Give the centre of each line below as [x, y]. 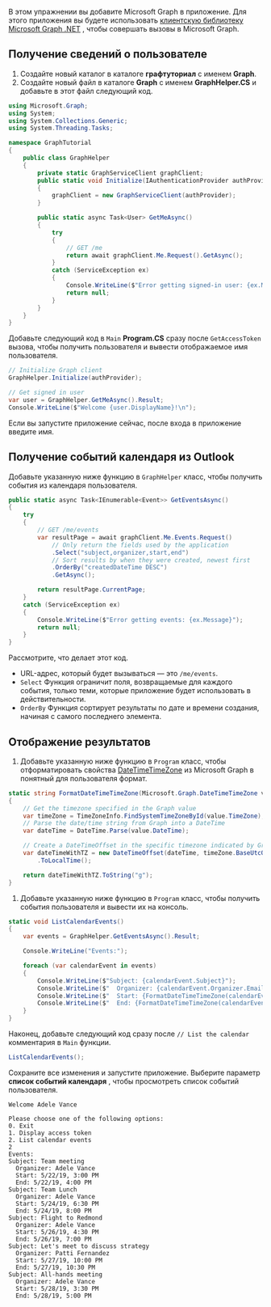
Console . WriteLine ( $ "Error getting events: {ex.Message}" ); [140, 620]
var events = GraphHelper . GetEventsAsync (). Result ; [111, 937]
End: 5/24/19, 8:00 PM [54, 1211]
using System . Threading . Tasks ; [61, 129]
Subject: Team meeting [46, 1161]
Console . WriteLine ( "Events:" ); [75, 951]
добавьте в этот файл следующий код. [86, 91]
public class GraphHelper [67, 158]
